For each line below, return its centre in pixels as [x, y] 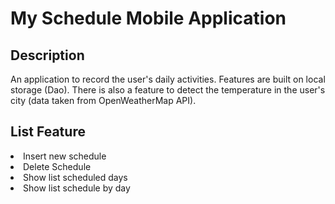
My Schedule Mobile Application [148, 18]
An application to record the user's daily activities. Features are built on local [168, 79]
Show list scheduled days [75, 177]
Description [47, 55]
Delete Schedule [57, 166]
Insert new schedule [65, 156]
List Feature [48, 132]
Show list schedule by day [77, 188]
